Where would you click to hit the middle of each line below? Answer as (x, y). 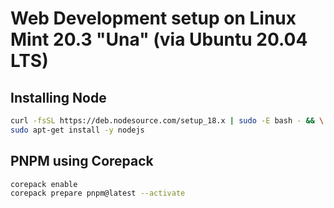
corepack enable (44, 184)
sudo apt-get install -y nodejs (77, 130)
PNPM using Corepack (82, 161)
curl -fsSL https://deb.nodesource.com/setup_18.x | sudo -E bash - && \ (167, 121)
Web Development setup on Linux (153, 18)
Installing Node (58, 97)
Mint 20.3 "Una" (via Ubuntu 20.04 (159, 39)
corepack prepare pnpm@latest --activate (98, 193)
